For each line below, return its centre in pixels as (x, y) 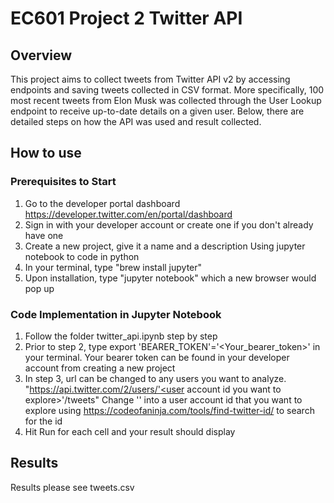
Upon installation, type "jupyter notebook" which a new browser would (170, 278)
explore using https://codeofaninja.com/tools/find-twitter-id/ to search (169, 410)
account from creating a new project (100, 368)
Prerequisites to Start (63, 182)
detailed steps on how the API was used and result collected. (136, 121)
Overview (41, 55)
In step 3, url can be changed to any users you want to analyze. (155, 378)
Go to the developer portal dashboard (102, 203)
